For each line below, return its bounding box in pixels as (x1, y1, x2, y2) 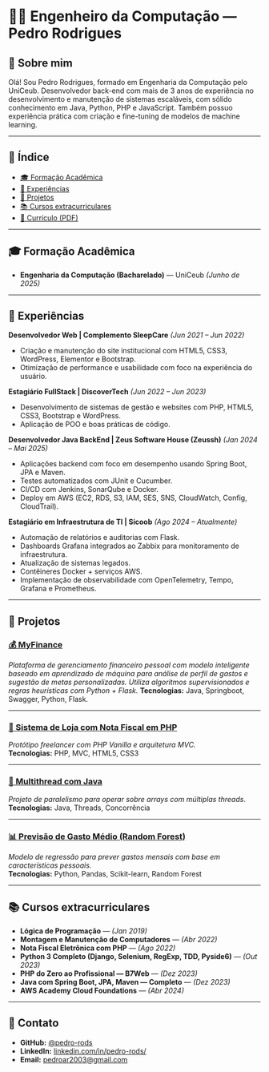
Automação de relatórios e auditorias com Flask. (19, 533, 180, 542)
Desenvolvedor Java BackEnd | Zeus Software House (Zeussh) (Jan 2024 (8, 435, 258, 445)
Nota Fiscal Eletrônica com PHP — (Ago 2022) (19, 943, 176, 953)
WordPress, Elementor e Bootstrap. (19, 354, 136, 364)
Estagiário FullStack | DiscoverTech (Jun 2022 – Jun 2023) (8, 387, 207, 397)
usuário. (19, 372, 47, 381)
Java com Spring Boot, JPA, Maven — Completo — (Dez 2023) (19, 977, 231, 986)
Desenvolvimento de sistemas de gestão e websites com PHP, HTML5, (19, 402, 254, 412)
